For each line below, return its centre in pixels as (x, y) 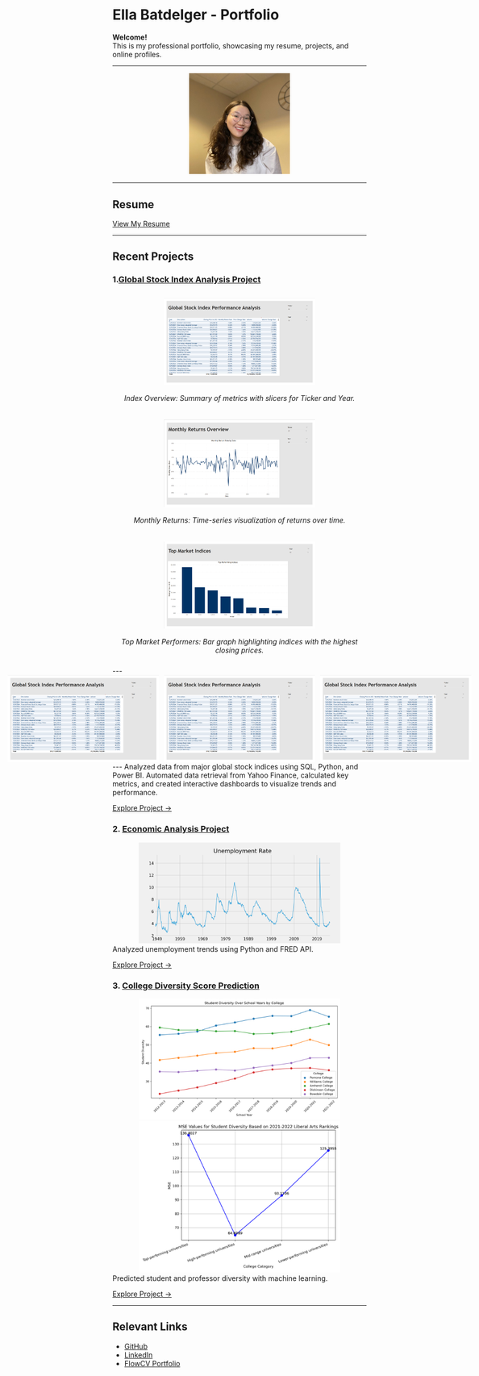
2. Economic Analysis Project (171, 829)
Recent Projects (153, 257)
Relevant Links (150, 1327)
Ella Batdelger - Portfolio (196, 15)
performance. (135, 793)
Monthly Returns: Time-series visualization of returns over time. (240, 520)
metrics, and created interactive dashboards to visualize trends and (224, 784)
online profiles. (137, 54)
